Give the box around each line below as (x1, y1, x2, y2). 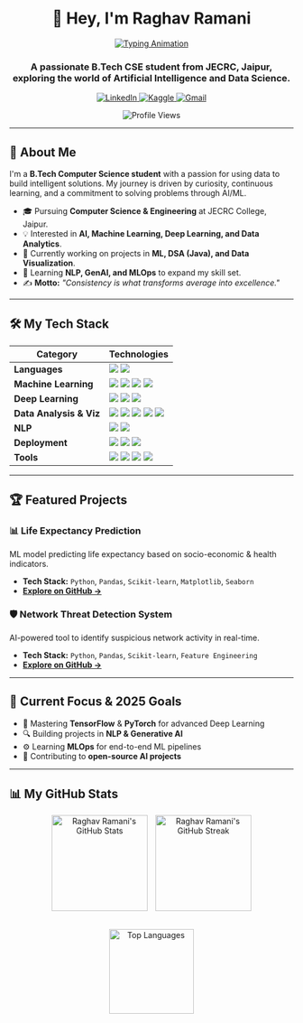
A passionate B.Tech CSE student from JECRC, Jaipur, (30, 60, 273, 73)
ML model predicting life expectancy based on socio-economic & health (9, 548, 277, 559)
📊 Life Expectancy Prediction (9, 525, 142, 537)
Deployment (14, 436, 68, 449)
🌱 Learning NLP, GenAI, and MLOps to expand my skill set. (22, 267, 242, 278)
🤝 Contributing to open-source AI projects (22, 750, 182, 761)
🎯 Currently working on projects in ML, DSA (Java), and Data (22, 248, 250, 259)
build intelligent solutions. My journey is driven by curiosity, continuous (9, 178, 273, 189)
